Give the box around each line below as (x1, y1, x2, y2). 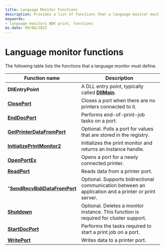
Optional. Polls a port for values (81, 125, 154, 132)
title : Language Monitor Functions (5, 7, 78, 12)
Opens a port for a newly (81, 154, 138, 160)
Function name (24, 75, 60, 82)
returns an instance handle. (81, 146, 144, 153)
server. (81, 194, 98, 201)
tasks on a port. (81, 118, 117, 125)
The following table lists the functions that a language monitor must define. (5, 63, 157, 69)
